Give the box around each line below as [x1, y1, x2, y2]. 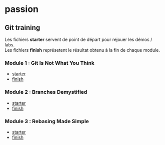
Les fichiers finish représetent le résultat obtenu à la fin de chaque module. [4, 47, 160, 53]
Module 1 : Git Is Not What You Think [4, 59, 94, 66]
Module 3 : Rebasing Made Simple [4, 118, 89, 125]
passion [4, 3, 38, 15]
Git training [4, 23, 40, 32]
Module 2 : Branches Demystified [4, 89, 87, 96]
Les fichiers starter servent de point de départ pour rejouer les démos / [4, 36, 152, 42]
